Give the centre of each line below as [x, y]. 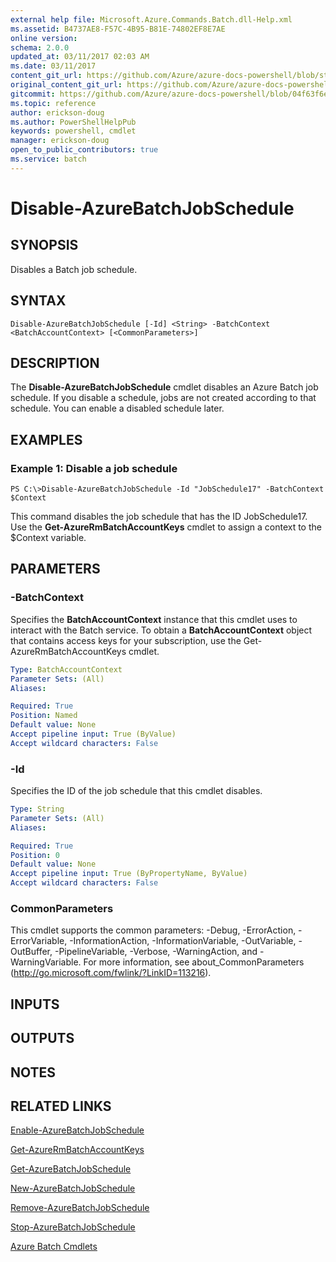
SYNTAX [38, 301]
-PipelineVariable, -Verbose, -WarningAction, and [156, 952]
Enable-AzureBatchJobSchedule [77, 1130]
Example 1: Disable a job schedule [94, 468]
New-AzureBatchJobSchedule [73, 1188]
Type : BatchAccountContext [66, 669]
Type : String [37, 809]
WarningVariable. [46, 962]
